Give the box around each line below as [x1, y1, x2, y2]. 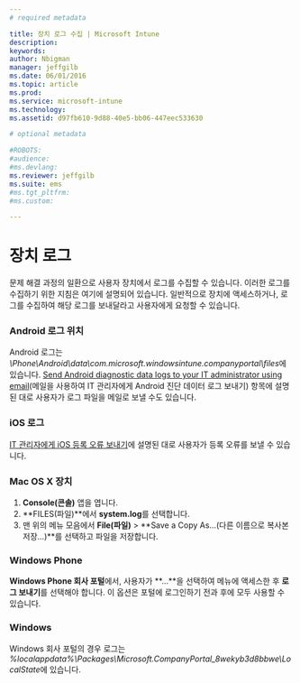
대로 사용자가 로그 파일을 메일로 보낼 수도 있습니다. [18, 392, 196, 402]
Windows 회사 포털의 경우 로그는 [9, 642, 126, 654]
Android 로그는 [9, 346, 63, 357]
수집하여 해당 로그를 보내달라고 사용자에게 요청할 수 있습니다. [25, 300, 241, 311]
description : [9, 38, 59, 47]
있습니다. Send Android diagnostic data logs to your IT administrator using [9, 369, 283, 380]
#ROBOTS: [9, 146, 42, 155]
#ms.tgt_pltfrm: [9, 188, 70, 197]
